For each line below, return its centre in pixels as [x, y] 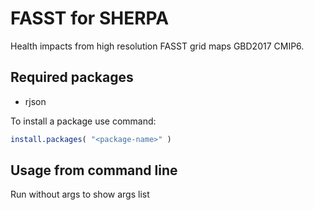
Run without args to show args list [80, 194]
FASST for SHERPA [90, 18]
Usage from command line [94, 170]
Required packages [72, 77]
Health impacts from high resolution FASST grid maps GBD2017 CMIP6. [157, 46]
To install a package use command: [83, 121]
